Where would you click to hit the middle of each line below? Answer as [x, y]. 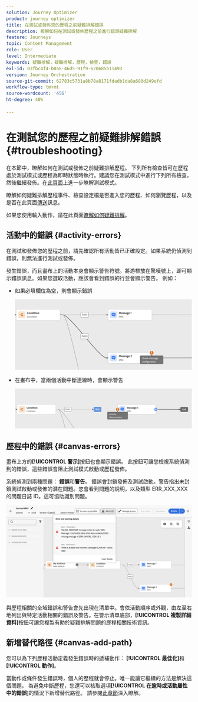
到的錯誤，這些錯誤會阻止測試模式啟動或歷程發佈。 [68, 469]
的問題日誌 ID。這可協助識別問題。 [48, 497]
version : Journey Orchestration [46, 75]
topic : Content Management [39, 44]
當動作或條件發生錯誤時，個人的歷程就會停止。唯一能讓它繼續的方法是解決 [96, 678]
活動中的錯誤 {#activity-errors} [64, 235]
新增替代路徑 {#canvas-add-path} [69, 643]
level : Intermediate [32, 56]
